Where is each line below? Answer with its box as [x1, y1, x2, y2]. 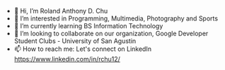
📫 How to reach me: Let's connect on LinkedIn [13, 45, 152, 53]
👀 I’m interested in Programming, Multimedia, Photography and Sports [13, 14, 218, 23]
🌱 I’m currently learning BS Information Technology [13, 22, 163, 30]
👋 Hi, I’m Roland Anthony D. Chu [13, 7, 108, 15]
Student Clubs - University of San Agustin [13, 37, 137, 45]
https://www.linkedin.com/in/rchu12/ [13, 55, 120, 63]
